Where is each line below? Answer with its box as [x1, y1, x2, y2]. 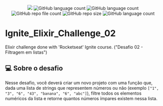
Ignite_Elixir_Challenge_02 [5, 28, 116, 39]
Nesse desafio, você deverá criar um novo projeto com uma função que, [5, 79, 153, 86]
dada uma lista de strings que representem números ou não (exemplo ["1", [5, 85, 159, 91]
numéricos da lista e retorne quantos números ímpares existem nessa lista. [5, 95, 158, 101]
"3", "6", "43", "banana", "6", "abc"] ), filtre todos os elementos [5, 90, 142, 96]
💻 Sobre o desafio [5, 64, 63, 72]
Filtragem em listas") [5, 49, 47, 55]
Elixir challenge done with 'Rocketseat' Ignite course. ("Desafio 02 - [5, 44, 143, 50]
